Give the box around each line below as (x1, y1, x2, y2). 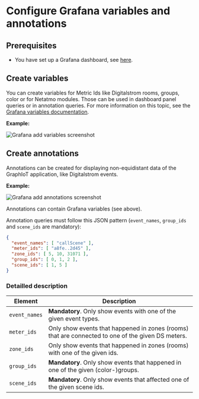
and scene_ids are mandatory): (6, 223, 82, 230)
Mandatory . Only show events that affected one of (48, 376, 190, 384)
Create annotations (6, 149, 79, 159)
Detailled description (6, 281, 68, 290)
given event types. (48, 315, 99, 323)
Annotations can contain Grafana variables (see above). (6, 205, 142, 212)
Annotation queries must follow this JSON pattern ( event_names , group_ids (6, 216, 187, 224)
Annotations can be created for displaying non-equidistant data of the (6, 164, 176, 171)
